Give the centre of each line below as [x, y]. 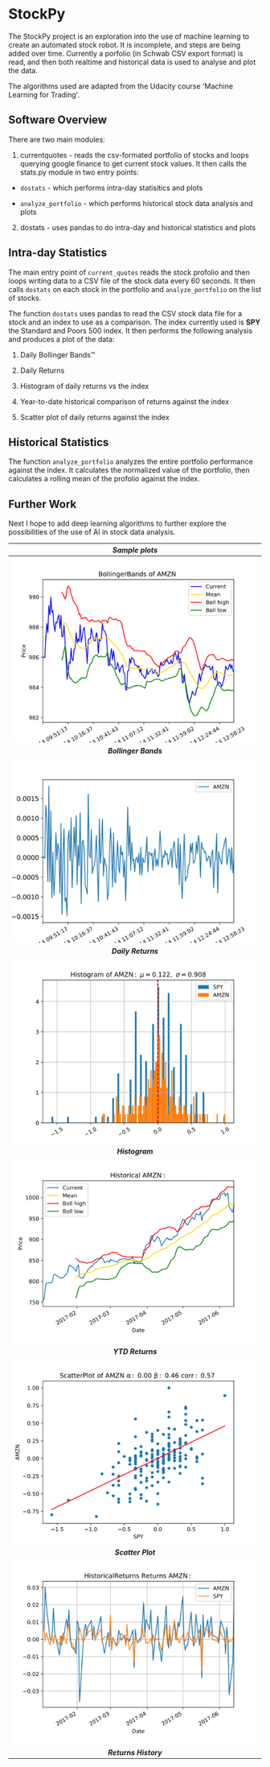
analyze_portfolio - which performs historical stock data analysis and [136, 203]
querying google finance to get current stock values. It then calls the [133, 163]
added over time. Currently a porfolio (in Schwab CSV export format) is [126, 53]
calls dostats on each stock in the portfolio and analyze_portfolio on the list [135, 289]
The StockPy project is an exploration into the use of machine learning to [129, 36]
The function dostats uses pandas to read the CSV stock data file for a [125, 313]
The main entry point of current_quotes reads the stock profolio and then [129, 272]
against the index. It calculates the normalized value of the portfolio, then [129, 470]
